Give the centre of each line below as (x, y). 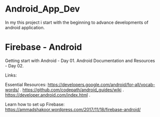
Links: (11, 75)
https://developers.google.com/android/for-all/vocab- (101, 84)
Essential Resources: (26, 84)
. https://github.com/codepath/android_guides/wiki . (72, 90)
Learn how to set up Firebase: (35, 104)
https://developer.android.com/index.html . (48, 95)
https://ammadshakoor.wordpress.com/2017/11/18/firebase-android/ (73, 109)
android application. (25, 27)
